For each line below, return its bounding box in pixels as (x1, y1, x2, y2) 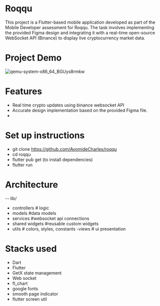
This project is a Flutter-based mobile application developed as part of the (5, 19, 156, 25)
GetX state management (12, 270, 62, 276)
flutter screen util (12, 296, 47, 302)
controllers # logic (12, 205, 49, 211)
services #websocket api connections (12, 215, 90, 221)
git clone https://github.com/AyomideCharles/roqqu (12, 146, 117, 152)
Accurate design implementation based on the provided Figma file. (12, 107, 148, 113)
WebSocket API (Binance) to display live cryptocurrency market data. (5, 35, 145, 41)
